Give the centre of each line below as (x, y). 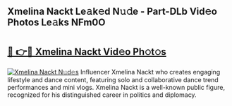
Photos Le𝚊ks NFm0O (56, 23)
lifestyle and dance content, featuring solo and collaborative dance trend (113, 80)
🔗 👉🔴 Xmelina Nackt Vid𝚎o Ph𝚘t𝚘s (87, 52)
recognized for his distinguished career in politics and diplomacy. (102, 95)
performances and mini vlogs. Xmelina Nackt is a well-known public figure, (116, 87)
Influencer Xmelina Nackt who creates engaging (150, 72)
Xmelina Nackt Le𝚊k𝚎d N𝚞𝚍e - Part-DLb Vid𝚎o (112, 12)
